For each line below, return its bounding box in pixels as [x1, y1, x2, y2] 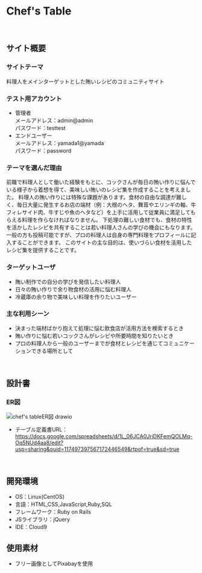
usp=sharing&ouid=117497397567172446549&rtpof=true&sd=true [14, 445, 180, 453]
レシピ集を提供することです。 [6, 247, 80, 254]
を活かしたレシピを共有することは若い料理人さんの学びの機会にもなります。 [6, 224, 196, 231]
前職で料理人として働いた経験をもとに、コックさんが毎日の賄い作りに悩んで [6, 178, 196, 186]
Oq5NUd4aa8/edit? [14, 439, 64, 446]
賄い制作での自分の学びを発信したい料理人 [14, 278, 121, 285]
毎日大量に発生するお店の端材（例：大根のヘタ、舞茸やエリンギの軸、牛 [16, 201, 197, 209]
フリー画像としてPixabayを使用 [14, 560, 93, 568]
